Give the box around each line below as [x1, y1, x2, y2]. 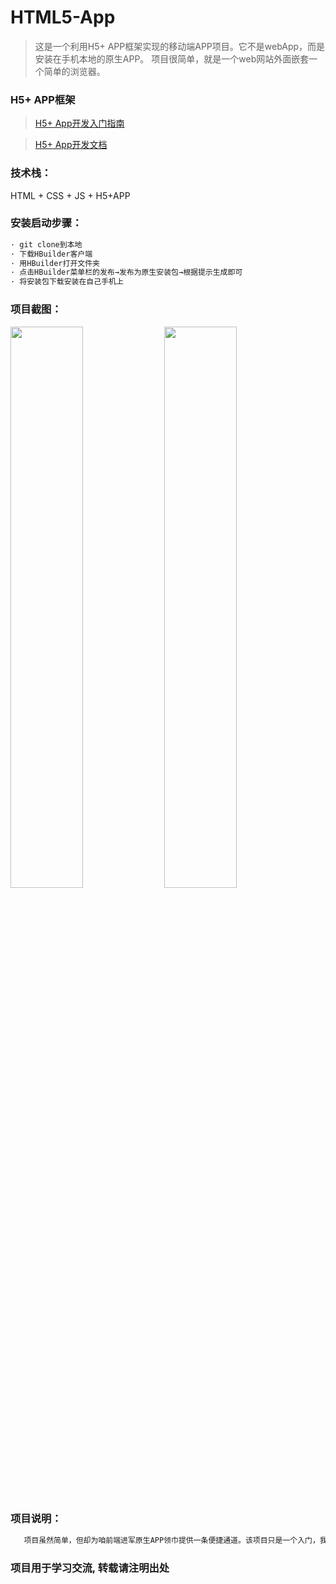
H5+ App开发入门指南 [34, 117, 125, 130]
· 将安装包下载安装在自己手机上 [10, 277, 124, 287]
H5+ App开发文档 [34, 139, 108, 151]
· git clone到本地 [10, 239, 83, 250]
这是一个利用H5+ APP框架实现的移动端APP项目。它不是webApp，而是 [34, 40, 326, 52]
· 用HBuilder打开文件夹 [10, 258, 100, 268]
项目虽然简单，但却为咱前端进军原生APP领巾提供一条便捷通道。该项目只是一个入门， [23, 1535, 320, 1545]
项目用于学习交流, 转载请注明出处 [10, 1561, 170, 1575]
